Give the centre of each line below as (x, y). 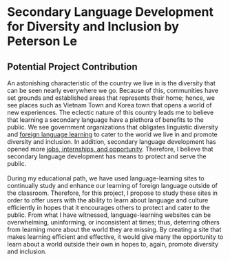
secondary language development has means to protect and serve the (107, 156)
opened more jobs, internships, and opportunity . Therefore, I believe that (110, 149)
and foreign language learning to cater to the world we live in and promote (113, 134)
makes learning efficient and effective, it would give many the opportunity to (115, 237)
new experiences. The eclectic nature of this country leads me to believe (111, 112)
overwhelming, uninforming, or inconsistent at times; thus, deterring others (114, 222)
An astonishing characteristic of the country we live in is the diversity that (111, 83)
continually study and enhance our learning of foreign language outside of (113, 186)
